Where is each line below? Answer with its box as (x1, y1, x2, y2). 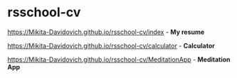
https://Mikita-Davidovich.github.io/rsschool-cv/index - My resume (7, 28, 205, 36)
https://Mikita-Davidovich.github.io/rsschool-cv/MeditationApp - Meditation (7, 55, 231, 64)
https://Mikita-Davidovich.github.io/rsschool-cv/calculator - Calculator (7, 41, 215, 50)
